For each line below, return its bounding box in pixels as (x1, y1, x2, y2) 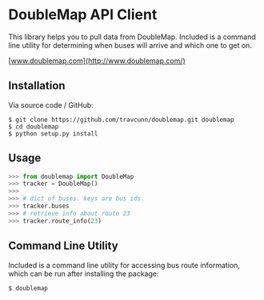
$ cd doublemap (8, 122, 59, 131)
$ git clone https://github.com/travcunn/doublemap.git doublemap (8, 116, 234, 124)
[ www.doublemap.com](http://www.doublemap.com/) (8, 56, 186, 65)
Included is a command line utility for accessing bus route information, (8, 260, 240, 270)
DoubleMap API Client (8, 6, 158, 24)
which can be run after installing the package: (8, 269, 159, 278)
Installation (8, 79, 66, 93)
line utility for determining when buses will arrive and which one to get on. (8, 40, 252, 49)
